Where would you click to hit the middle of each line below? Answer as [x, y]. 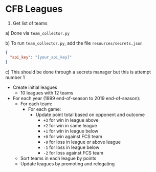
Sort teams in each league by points [58, 158]
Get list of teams [30, 23]
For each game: [44, 109]
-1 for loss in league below [71, 147]
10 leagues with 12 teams [47, 92]
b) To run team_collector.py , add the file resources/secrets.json [74, 43]
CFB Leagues [34, 9]
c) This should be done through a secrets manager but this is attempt [78, 72]
